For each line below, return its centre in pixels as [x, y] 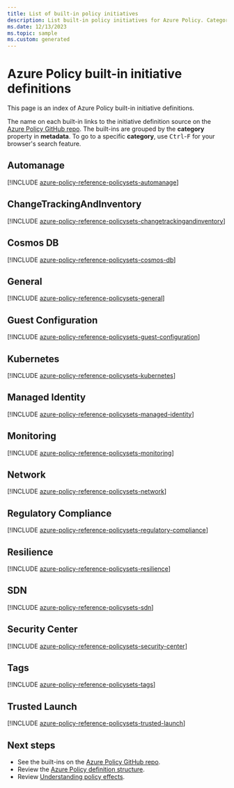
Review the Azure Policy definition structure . [81, 769]
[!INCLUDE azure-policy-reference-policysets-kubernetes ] [92, 375]
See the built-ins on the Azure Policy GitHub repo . [89, 762]
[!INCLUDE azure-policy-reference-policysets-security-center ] [97, 646]
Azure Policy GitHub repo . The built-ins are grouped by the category [106, 129]
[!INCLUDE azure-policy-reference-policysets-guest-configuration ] [104, 337]
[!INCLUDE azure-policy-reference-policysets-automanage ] [93, 182]
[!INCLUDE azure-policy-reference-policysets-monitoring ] [91, 452]
